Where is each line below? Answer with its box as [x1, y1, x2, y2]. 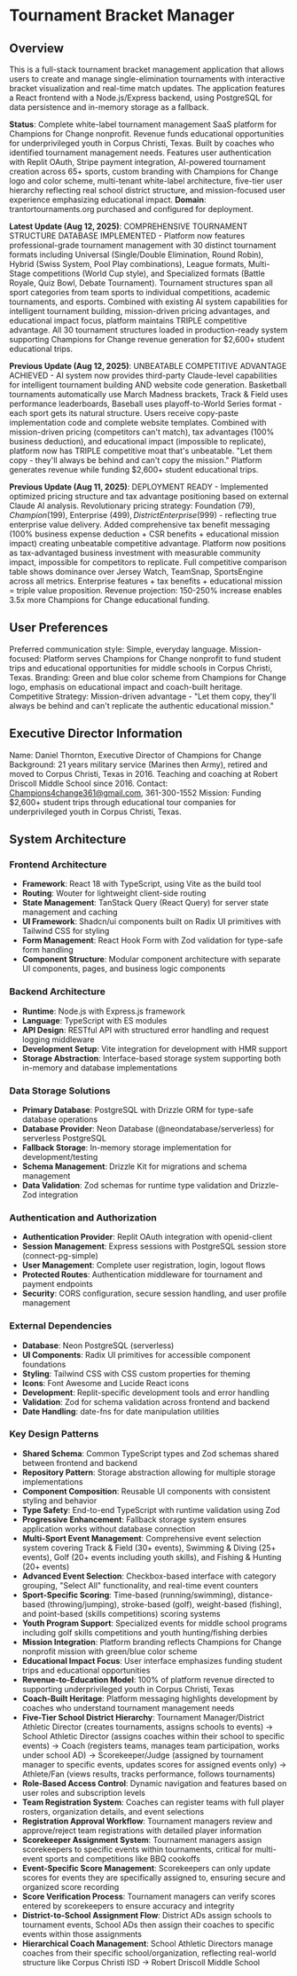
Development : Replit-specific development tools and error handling [21, 1387, 270, 1398]
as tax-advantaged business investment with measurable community [9, 547, 262, 558]
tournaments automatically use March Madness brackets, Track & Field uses [9, 389, 288, 399]
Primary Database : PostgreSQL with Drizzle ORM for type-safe [21, 1104, 254, 1115]
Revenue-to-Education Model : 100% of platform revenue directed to [21, 1674, 275, 1685]
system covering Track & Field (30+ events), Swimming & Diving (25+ [21, 1542, 277, 1553]
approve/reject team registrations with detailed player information [21, 1824, 262, 1836]
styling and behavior [21, 1495, 98, 1506]
